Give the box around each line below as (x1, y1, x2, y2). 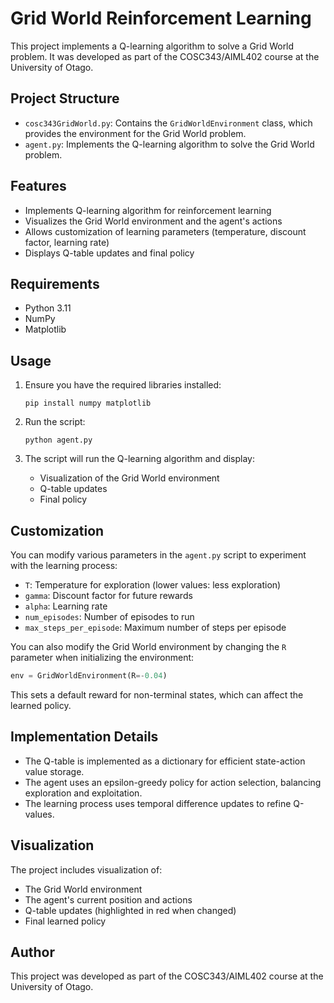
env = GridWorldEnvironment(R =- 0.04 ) (10, 671, 168, 681)
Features (10, 178, 67, 195)
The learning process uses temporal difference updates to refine (24, 797, 292, 809)
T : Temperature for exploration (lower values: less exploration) (24, 579, 282, 591)
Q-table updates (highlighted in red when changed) (24, 904, 237, 916)
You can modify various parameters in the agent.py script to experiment (10, 549, 307, 561)
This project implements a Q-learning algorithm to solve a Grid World (10, 40, 295, 52)
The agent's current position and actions (24, 893, 193, 906)
